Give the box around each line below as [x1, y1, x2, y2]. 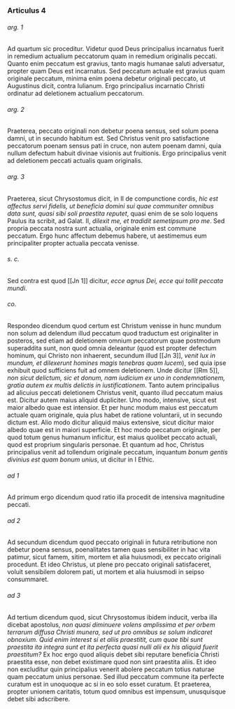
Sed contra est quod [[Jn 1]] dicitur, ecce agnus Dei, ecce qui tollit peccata [7, 276, 224, 285]
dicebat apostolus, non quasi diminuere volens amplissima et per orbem [7, 620, 215, 629]
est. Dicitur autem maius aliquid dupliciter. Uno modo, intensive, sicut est [7, 396, 217, 404]
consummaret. [7, 575, 49, 584]
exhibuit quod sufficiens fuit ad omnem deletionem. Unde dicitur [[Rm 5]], [7, 366, 220, 374]
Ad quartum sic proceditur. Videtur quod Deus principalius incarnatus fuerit [7, 45, 225, 53]
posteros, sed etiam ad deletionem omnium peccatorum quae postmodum [7, 336, 221, 345]
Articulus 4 [7, 6, 47, 15]
